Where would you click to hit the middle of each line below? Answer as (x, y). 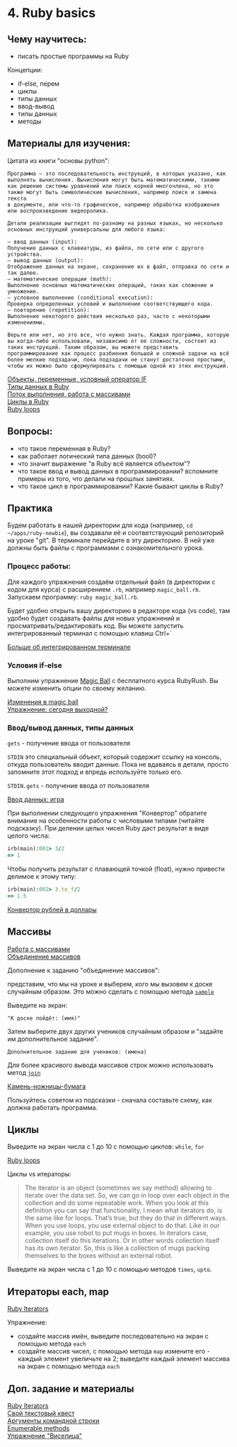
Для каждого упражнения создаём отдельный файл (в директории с (111, 582)
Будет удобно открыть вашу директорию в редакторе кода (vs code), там (119, 610)
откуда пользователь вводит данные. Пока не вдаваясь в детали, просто (118, 765)
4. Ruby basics (52, 13)
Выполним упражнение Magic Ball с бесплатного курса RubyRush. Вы (113, 681)
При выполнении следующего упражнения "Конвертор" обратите (107, 813)
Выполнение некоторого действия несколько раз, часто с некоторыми (109, 316)
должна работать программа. (52, 1108)
